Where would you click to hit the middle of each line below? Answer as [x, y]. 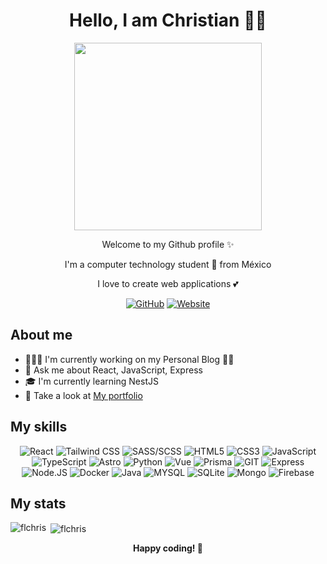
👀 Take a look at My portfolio [83, 395]
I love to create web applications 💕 [168, 283]
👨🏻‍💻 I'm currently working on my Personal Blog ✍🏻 [129, 359]
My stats [38, 503]
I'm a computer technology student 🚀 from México [168, 264]
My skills [39, 427]
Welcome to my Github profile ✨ [168, 244]
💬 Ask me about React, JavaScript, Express [113, 370]
